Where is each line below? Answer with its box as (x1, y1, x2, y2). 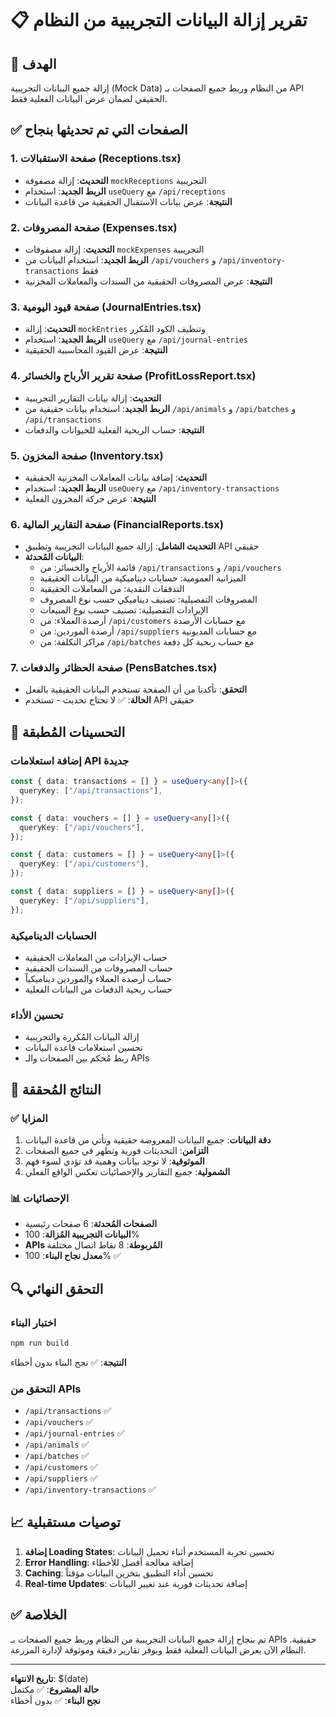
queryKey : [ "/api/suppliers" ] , (19, 895, 150, 906)
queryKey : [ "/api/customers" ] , (19, 859, 150, 869)
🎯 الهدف (10, 55, 57, 72)
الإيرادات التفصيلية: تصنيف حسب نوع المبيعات (39, 604, 209, 616)
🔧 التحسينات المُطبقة (10, 723, 126, 741)
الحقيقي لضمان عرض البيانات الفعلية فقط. (10, 93, 168, 104)
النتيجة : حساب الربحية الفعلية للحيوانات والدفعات (24, 423, 205, 436)
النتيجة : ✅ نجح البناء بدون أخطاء (10, 1356, 127, 1368)
